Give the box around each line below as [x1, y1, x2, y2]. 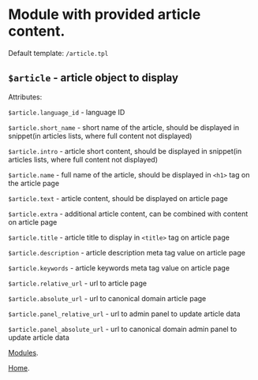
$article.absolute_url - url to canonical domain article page [8, 293, 207, 303]
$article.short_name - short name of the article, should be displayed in [8, 122, 240, 132]
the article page [8, 178, 60, 188]
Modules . [8, 348, 39, 357]
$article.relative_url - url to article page [8, 278, 148, 288]
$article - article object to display [8, 71, 179, 84]
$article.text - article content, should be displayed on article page [8, 193, 229, 203]
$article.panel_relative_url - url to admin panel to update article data [8, 309, 241, 319]
